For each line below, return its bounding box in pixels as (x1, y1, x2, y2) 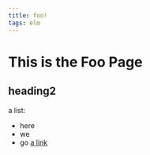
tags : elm (8, 19, 41, 27)
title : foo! (8, 11, 47, 20)
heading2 (8, 85, 57, 98)
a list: (8, 105, 26, 115)
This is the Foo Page (8, 53, 144, 71)
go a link (19, 138, 48, 147)
